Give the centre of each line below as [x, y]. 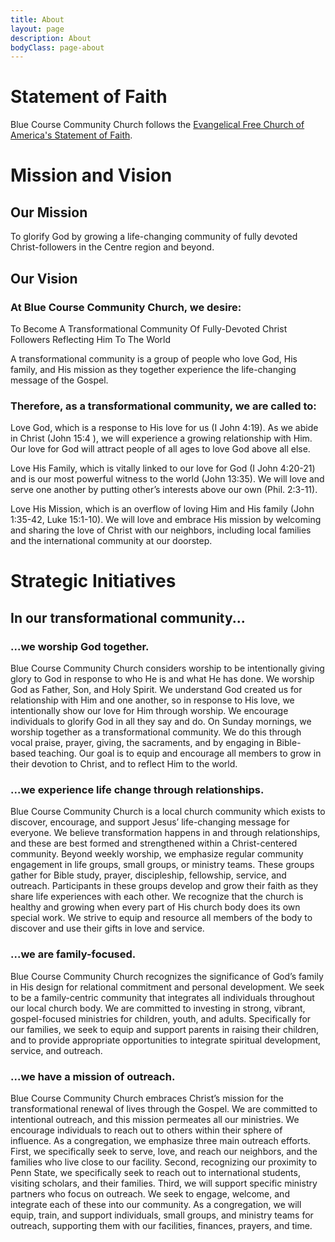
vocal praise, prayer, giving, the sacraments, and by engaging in [142, 743]
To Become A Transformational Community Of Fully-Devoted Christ [149, 328]
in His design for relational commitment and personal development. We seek [167, 987]
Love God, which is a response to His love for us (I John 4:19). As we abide [164, 428]
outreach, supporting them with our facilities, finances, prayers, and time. [161, 1225]
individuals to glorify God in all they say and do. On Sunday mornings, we [161, 722]
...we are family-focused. [73, 954]
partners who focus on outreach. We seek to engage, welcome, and [150, 1193]
